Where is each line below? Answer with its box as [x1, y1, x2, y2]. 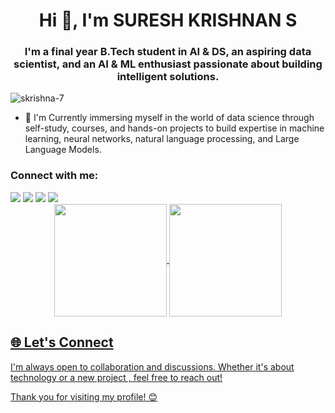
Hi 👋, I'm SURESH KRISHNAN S [38, 9, 298, 32]
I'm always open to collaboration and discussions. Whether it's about [10, 360, 295, 373]
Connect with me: [10, 169, 99, 183]
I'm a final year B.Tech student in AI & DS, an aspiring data [24, 45, 312, 59]
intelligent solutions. [116, 70, 220, 84]
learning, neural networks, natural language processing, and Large [24, 133, 300, 145]
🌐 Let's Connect [10, 334, 114, 351]
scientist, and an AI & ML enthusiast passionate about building [13, 57, 323, 71]
